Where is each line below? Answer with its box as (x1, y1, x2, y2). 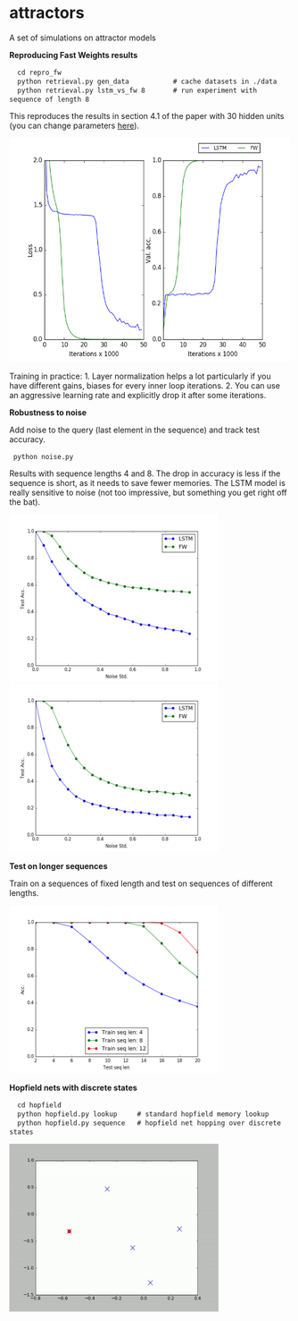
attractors (9, 3, 85, 23)
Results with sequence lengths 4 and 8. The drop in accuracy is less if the (9, 468, 281, 479)
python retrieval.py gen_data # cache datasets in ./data (17, 77, 277, 86)
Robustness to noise (9, 406, 87, 418)
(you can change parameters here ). (9, 120, 140, 131)
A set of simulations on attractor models (9, 32, 156, 43)
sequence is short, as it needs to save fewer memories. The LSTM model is (9, 477, 286, 488)
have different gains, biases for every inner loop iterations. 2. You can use (9, 379, 281, 391)
